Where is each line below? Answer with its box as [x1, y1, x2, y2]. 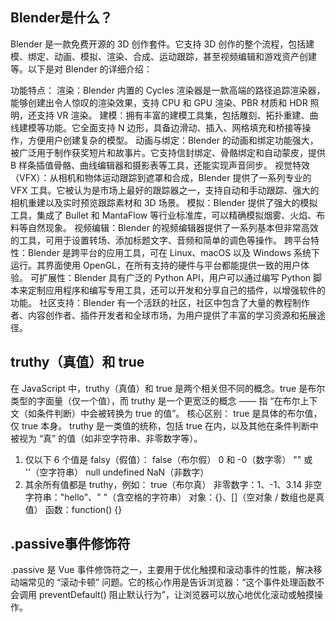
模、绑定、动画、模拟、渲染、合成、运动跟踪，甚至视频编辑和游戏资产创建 [10, 50, 317, 62]
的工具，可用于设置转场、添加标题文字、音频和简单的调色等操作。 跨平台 [10, 234, 311, 246]
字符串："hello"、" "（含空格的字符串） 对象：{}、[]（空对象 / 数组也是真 [24, 491, 325, 503]
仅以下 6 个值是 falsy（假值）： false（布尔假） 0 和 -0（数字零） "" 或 [24, 453, 313, 465]
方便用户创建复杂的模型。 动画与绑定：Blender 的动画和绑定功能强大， [27, 134, 319, 146]
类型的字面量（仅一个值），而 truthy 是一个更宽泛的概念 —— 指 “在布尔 [10, 394, 301, 407]
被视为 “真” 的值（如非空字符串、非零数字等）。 [10, 432, 203, 444]
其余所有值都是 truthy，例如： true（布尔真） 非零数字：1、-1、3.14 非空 [24, 478, 323, 490]
